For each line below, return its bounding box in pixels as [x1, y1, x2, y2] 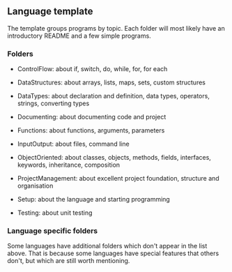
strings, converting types [17, 99, 90, 107]
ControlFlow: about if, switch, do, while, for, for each [17, 65, 168, 73]
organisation [17, 181, 54, 190]
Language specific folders [7, 226, 98, 236]
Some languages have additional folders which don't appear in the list [7, 242, 208, 250]
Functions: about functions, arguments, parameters [17, 126, 165, 135]
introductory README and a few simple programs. [7, 31, 151, 40]
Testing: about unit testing [17, 209, 93, 217]
